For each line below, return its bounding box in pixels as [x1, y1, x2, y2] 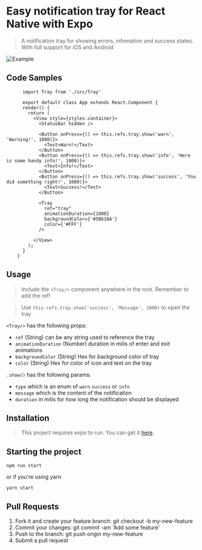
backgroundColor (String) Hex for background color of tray [15, 353, 159, 360]
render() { [22, 105, 50, 111]
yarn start [6, 485, 34, 491]
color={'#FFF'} [44, 221, 83, 228]
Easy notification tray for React [6, 4, 166, 18]
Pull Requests [6, 501, 59, 512]
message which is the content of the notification [15, 389, 132, 396]
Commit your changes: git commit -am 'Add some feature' [15, 524, 160, 531]
